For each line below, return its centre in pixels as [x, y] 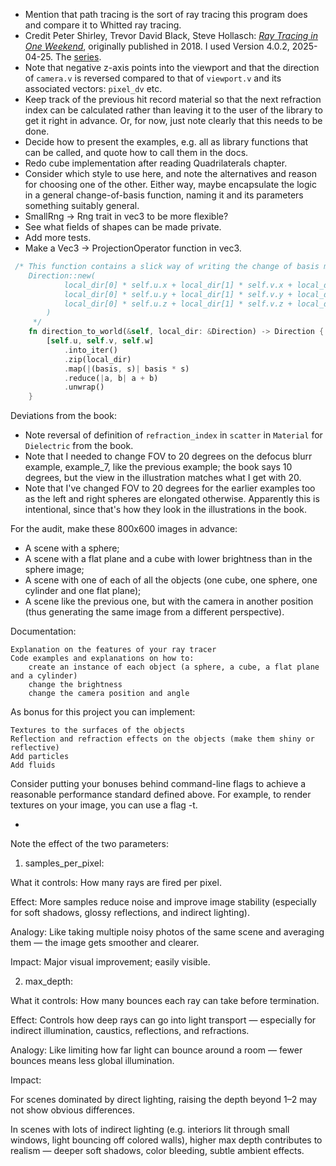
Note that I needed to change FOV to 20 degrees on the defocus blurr [168, 456]
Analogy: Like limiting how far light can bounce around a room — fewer [156, 1050]
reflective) [35, 748]
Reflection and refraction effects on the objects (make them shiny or [162, 739]
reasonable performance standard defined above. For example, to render [161, 795]
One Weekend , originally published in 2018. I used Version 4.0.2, [157, 46]
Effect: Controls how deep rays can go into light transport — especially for [163, 1020]
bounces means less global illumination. [92, 1061]
